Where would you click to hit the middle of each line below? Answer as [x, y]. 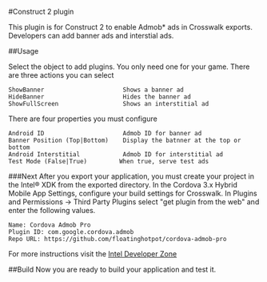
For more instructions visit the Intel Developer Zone [93, 254]
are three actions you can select [61, 75]
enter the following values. [52, 210]
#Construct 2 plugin [41, 12]
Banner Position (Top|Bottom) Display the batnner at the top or [125, 140]
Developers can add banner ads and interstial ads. [91, 36]
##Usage [24, 51]
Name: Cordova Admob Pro [50, 225]
